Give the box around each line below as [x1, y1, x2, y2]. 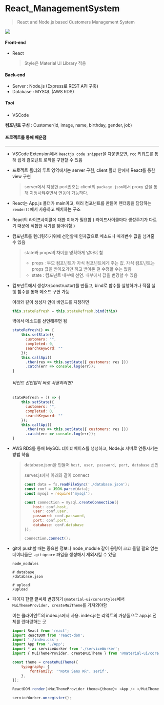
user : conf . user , [33, 509, 68, 514]
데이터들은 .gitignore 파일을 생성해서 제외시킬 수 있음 [12, 551, 116, 557]
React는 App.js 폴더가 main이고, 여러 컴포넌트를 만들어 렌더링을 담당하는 [12, 200, 152, 206]
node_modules [12, 561, 39, 566]
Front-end [5, 40, 26, 45]
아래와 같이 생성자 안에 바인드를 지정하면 [12, 299, 89, 305]
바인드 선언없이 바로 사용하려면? [12, 380, 74, 385]
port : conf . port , [33, 518, 68, 523]
